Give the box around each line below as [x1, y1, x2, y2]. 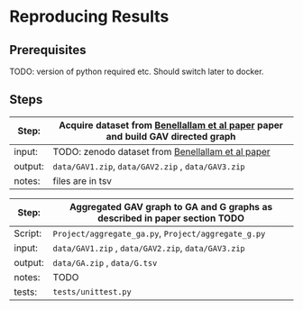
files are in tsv [52, 174, 113, 187]
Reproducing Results [9, 6, 170, 27]
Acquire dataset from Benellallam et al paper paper [58, 119, 284, 132]
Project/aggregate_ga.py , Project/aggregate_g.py [52, 227, 266, 240]
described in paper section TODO [97, 212, 245, 224]
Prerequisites [9, 42, 87, 58]
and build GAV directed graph [106, 130, 236, 142]
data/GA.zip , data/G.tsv [52, 256, 158, 269]
